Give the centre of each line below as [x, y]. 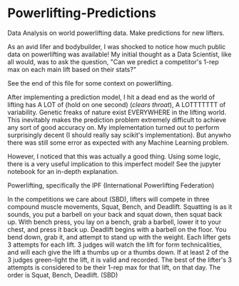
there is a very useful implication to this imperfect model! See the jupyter [114, 164]
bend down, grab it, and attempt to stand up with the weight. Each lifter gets [119, 237]
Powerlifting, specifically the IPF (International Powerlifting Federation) [111, 185]
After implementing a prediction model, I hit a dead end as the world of [111, 97]
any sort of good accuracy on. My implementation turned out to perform [113, 127]
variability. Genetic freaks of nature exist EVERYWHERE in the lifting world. [117, 112]
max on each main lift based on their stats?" [72, 69]
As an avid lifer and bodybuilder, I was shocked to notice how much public [117, 46]
